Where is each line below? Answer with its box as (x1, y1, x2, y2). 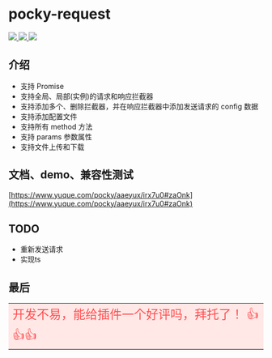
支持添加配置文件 (19, 111, 78, 121)
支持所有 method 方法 (19, 121, 93, 131)
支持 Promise (19, 81, 65, 91)
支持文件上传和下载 (19, 142, 85, 151)
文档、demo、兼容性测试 (8, 168, 134, 182)
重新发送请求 (19, 245, 63, 254)
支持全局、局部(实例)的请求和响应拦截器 (19, 91, 154, 101)
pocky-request (8, 5, 111, 23)
